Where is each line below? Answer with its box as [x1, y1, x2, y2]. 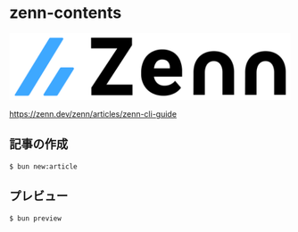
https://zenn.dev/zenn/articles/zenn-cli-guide [9, 109, 177, 120]
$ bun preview [9, 213, 62, 223]
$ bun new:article [9, 162, 78, 171]
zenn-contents [9, 3, 122, 23]
